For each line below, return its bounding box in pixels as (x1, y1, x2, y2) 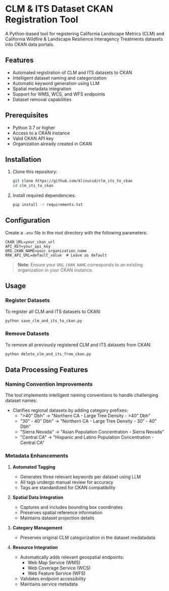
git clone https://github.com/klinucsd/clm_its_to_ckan (12, 178, 133, 184)
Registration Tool (5, 14, 78, 25)
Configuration (5, 216, 50, 225)
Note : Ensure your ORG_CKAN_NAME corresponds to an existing (17, 261, 143, 267)
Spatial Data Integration (12, 494, 64, 500)
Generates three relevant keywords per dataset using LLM (20, 474, 141, 480)
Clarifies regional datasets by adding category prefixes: (12, 407, 128, 413)
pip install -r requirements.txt (12, 202, 83, 208)
